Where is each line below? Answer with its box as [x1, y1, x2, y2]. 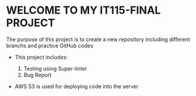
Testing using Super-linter [23, 65, 87, 72]
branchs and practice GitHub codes [6, 42, 94, 49]
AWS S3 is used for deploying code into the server [14, 82, 138, 89]
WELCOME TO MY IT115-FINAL [6, 4, 161, 17]
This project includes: [14, 53, 68, 60]
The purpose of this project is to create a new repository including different [6, 36, 190, 43]
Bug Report [23, 71, 52, 78]
